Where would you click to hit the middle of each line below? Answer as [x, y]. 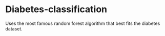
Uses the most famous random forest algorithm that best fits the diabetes [83, 23]
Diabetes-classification [56, 9]
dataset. [14, 28]
